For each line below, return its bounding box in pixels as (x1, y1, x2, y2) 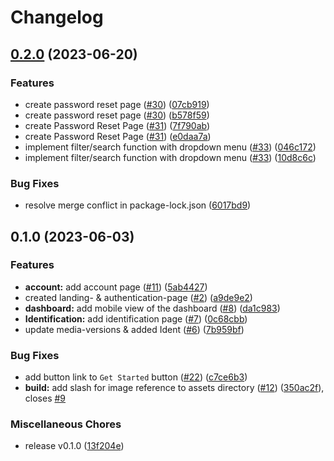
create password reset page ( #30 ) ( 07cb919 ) (24, 98, 210, 110)
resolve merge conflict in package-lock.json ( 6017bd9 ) (24, 199, 252, 211)
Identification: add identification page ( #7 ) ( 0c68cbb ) (24, 312, 248, 325)
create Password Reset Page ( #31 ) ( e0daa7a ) (24, 130, 212, 142)
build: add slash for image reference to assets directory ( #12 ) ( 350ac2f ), (24, 382, 325, 394)
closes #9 (24, 392, 67, 405)
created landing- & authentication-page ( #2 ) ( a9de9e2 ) (24, 291, 253, 303)
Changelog (10, 6, 104, 29)
